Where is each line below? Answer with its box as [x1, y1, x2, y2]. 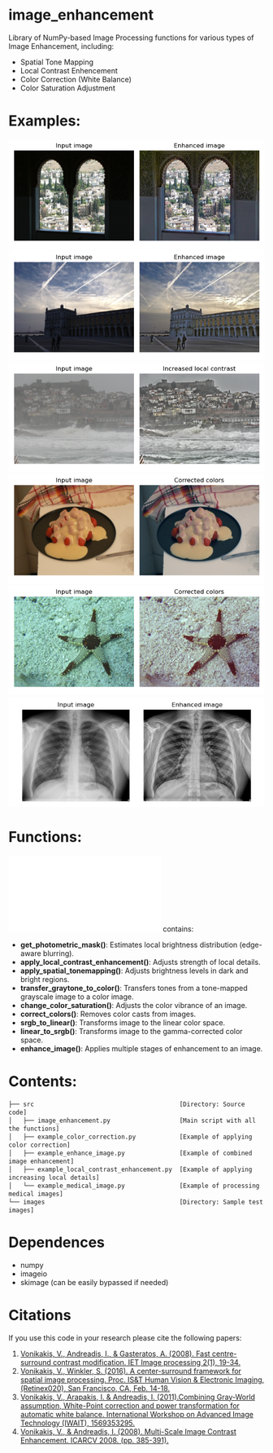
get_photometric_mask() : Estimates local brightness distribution [19, 940, 238, 949]
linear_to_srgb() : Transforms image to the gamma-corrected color [19, 1026, 243, 1036]
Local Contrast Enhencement [19, 65, 118, 75]
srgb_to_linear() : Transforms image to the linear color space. [19, 1017, 226, 1028]
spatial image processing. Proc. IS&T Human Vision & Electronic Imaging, [19, 1375, 265, 1385]
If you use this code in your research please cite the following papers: [8, 1332, 242, 1342]
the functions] [8, 1125, 60, 1133]
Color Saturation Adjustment [19, 83, 115, 93]
